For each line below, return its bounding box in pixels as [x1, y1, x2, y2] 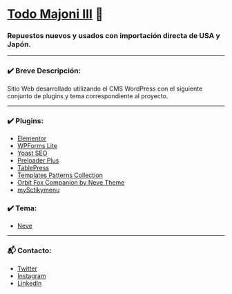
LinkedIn [17, 279, 42, 287]
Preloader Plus [17, 156, 59, 165]
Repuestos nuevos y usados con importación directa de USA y [7, 31, 221, 41]
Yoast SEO [17, 149, 48, 158]
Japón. [7, 39, 32, 49]
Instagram [17, 271, 46, 279]
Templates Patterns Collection [17, 171, 104, 179]
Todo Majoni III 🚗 [7, 6, 104, 22]
